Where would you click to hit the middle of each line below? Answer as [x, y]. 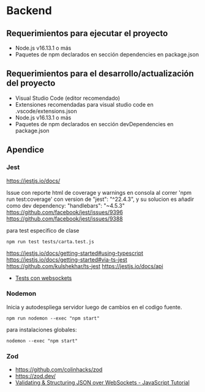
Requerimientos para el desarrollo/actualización [100, 74]
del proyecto [31, 83]
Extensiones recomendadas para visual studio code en [84, 104]
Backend [29, 11]
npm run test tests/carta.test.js [50, 242]
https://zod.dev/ [35, 376]
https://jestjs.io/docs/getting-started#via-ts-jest [67, 259]
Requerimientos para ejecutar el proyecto [87, 33]
